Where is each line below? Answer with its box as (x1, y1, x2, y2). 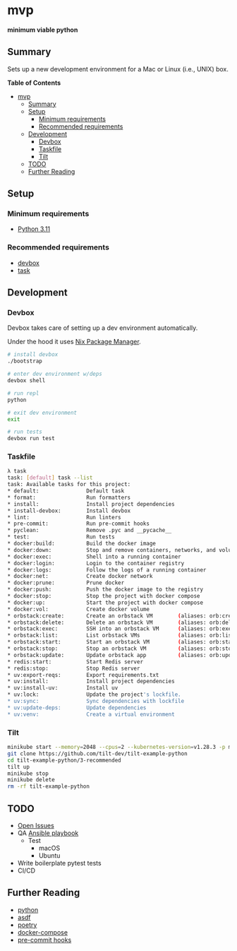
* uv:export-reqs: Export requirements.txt (7, 671, 159, 678)
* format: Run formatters (7, 494, 131, 501)
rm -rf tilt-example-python (7, 783, 90, 790)
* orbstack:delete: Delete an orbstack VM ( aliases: (7, 619, 207, 626)
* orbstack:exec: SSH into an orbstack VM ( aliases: (7, 625, 207, 632)
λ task (7, 468, 27, 475)
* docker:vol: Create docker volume (7, 606, 150, 613)
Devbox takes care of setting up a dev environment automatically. (7, 324, 198, 332)
